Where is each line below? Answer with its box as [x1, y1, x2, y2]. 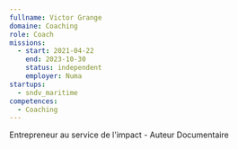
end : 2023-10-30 [25, 55, 87, 64]
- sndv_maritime [17, 88, 78, 97]
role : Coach [9, 30, 54, 39]
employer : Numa [25, 72, 83, 81]
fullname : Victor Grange [9, 13, 102, 22]
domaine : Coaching [9, 22, 78, 31]
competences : [9, 96, 58, 106]
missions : [9, 38, 47, 48]
